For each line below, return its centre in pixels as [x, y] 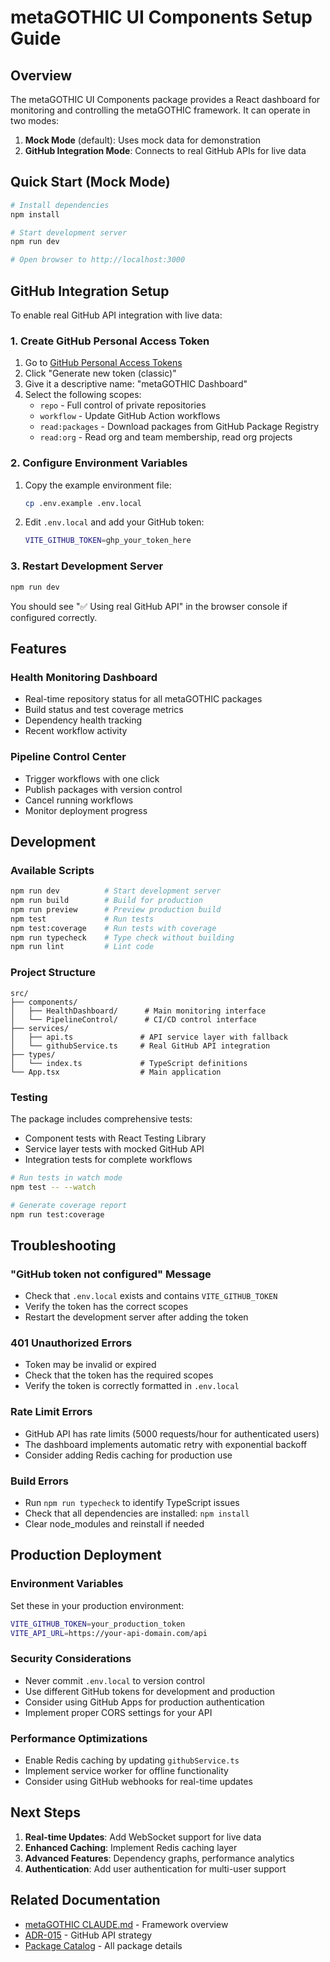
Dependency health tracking [83, 720]
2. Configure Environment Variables [99, 463]
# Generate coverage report [69, 1205]
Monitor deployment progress [86, 810]
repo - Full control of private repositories [123, 405]
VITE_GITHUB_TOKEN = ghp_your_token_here [108, 541]
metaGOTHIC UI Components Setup [161, 17]
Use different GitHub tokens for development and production [150, 1691]
